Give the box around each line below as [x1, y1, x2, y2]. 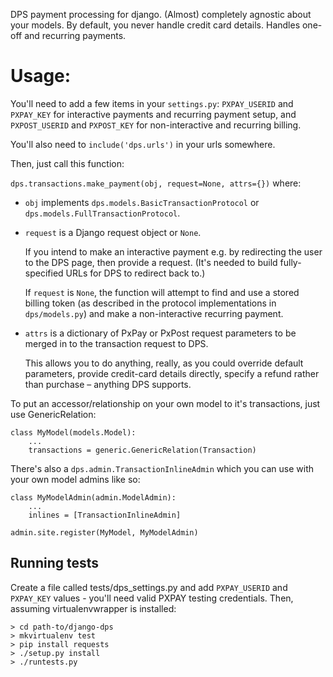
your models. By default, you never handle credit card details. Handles [10, 19, 301, 31]
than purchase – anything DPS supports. [24, 378, 192, 390]
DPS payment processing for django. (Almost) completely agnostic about [10, 9, 312, 20]
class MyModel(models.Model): [10, 427, 137, 438]
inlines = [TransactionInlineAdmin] [28, 510, 182, 520]
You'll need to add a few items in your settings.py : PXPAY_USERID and [10, 97, 294, 109]
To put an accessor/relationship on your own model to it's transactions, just [10, 397, 321, 409]
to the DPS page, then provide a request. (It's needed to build [24, 256, 278, 268]
